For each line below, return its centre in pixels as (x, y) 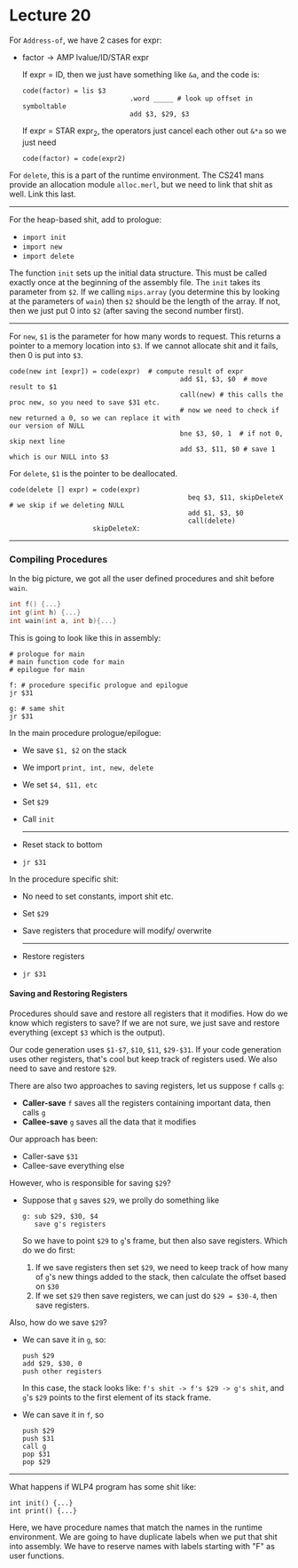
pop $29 (36, 1462)
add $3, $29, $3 (160, 114)
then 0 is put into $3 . (46, 355)
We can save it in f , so (63, 1414)
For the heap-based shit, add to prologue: (86, 220)
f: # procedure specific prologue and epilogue (99, 685)
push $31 (38, 1438)
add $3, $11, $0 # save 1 (227, 449)
